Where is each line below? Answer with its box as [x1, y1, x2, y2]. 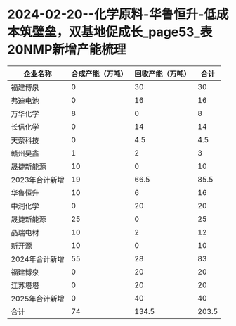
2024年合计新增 [11, 254, 65, 264]
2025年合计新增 [11, 294, 65, 303]
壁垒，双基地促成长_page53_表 [32, 24, 213, 40]
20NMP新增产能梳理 [7, 42, 126, 58]
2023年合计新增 [11, 175, 65, 184]
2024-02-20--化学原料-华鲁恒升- [7, 6, 204, 23]
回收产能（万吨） [134, 68, 191, 78]
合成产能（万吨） [71, 68, 128, 78]
